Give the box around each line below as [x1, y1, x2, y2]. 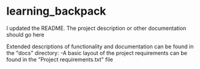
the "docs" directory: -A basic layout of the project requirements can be [6, 49, 188, 56]
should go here [6, 31, 45, 38]
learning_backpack [6, 4, 106, 18]
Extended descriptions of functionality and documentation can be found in [6, 43, 194, 50]
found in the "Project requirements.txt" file [6, 56, 113, 63]
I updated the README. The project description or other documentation [6, 24, 187, 32]
